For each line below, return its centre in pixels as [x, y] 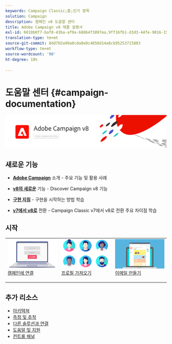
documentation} [41, 104]
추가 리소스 [22, 297]
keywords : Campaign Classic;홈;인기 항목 [47, 11]
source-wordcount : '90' [31, 54]
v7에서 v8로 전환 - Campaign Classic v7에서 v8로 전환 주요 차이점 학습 [85, 210]
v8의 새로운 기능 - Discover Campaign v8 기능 [60, 188]
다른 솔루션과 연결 [30, 323]
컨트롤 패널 [24, 336]
